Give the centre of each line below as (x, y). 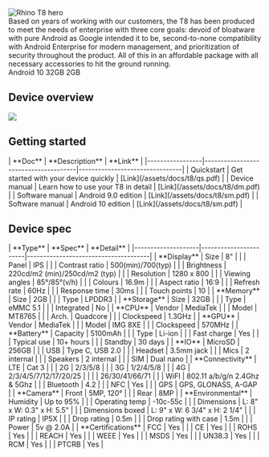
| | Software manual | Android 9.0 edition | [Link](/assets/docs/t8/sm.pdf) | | (134, 195)
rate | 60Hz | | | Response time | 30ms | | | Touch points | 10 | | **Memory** (134, 291)
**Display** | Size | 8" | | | (202, 257)
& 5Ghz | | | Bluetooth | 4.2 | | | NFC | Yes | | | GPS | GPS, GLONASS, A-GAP (133, 385)
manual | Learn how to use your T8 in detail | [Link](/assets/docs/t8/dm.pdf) (134, 186)
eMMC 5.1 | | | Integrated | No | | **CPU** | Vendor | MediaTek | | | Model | (133, 308)
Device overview (51, 98)
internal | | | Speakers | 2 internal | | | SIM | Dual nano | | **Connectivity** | (132, 359)
